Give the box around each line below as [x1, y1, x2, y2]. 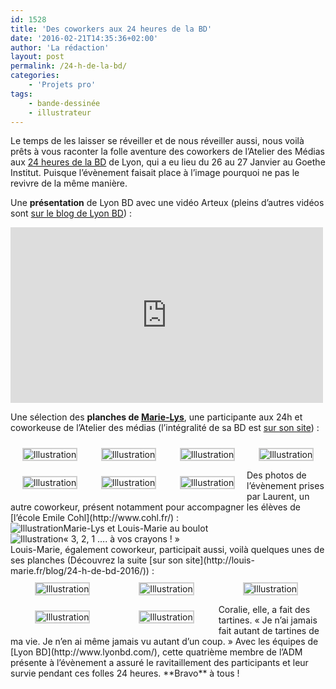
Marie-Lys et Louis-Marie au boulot [63, 522, 209, 535]
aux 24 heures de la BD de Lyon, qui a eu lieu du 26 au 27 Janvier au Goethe [10, 156, 326, 168]
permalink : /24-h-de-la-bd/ [10, 61, 128, 71]
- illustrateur [28, 107, 92, 118]
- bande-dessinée [28, 98, 101, 108]
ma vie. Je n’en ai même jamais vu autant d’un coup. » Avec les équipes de [10, 636, 319, 648]
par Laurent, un [246, 491, 310, 503]
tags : [10, 89, 33, 99]
